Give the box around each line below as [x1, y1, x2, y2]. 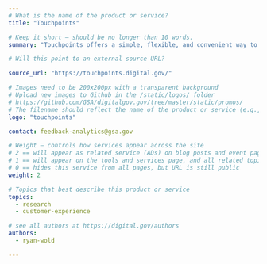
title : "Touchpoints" [8, 19, 80, 27]
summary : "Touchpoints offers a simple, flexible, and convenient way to [8, 40, 258, 48]
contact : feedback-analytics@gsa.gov [8, 128, 133, 136]
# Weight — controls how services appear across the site [8, 142, 204, 150]
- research [15, 200, 52, 209]
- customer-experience [15, 208, 91, 216]
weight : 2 [8, 171, 41, 179]
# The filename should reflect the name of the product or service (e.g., [8, 105, 261, 113]
